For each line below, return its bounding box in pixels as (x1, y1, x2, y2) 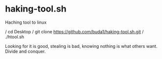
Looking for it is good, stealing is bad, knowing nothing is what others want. (5, 43, 158, 49)
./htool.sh (5, 34, 24, 40)
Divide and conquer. (5, 48, 46, 54)
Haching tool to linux (5, 19, 47, 25)
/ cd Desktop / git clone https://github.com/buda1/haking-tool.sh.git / (5, 29, 144, 34)
